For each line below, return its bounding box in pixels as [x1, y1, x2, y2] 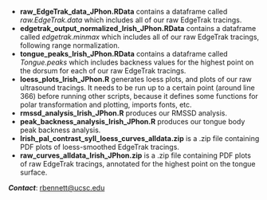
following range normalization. [19, 41, 120, 50]
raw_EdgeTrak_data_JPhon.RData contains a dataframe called [19, 7, 228, 16]
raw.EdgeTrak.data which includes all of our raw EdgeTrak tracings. [19, 15, 242, 25]
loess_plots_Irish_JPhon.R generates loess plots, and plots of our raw [19, 75, 253, 84]
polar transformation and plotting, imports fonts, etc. [19, 100, 193, 109]
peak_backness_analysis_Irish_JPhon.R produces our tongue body [19, 117, 245, 126]
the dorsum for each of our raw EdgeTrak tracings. [19, 66, 187, 75]
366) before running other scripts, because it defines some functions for [19, 92, 259, 100]
